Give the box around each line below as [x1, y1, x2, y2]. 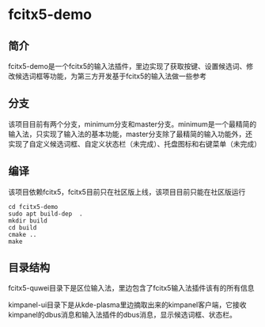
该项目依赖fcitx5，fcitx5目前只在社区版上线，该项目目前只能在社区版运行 [8, 187, 246, 196]
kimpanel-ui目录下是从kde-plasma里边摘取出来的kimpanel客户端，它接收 [8, 300, 247, 310]
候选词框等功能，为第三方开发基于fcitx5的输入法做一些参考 [14, 71, 207, 81]
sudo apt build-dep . [8, 210, 83, 218]
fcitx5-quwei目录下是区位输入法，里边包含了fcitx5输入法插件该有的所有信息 [8, 283, 255, 293]
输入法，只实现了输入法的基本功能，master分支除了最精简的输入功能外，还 [8, 129, 253, 139]
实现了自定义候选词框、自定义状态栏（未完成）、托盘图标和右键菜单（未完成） [8, 139, 261, 148]
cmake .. [8, 230, 37, 238]
